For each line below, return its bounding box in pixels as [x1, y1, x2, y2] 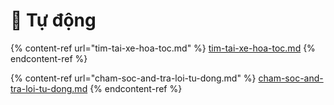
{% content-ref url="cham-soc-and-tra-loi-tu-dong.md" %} [10, 72, 257, 84]
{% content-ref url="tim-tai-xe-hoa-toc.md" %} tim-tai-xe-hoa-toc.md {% [10, 42, 316, 54]
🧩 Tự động [10, 9, 97, 32]
